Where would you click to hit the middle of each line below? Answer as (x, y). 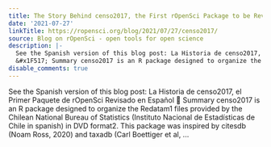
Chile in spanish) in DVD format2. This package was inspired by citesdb (127, 125)
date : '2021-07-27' (41, 23)
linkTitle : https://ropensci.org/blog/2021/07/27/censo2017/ (113, 31)
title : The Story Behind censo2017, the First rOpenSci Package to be (129, 16)
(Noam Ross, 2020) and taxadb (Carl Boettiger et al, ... (99, 134)
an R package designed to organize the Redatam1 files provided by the (125, 108)
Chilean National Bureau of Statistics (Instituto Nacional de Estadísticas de (132, 117)
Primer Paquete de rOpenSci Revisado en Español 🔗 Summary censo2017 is (134, 100)
